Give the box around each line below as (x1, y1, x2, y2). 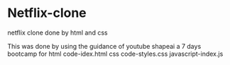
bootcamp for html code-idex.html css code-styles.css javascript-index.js (7, 49, 224, 58)
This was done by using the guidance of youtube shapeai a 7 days (7, 42, 202, 50)
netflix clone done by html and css (7, 28, 108, 37)
